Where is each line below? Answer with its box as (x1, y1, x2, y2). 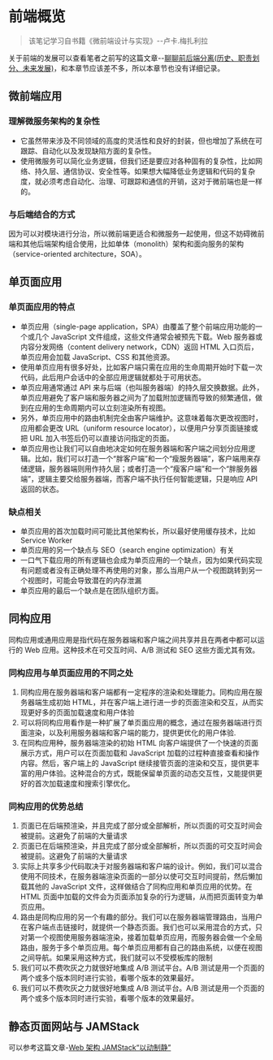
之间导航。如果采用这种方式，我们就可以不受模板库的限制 (19, 953, 213, 963)
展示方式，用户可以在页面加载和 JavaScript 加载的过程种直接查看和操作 (19, 748, 260, 758)
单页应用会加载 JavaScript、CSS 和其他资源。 (19, 352, 175, 361)
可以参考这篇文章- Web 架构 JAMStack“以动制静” (8, 1043, 171, 1053)
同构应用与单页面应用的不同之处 (8, 667, 134, 678)
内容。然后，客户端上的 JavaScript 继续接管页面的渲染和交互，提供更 (19, 759, 253, 768)
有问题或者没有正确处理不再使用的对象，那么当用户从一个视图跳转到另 (19, 565, 256, 575)
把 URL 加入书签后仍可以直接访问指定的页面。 (19, 433, 175, 443)
